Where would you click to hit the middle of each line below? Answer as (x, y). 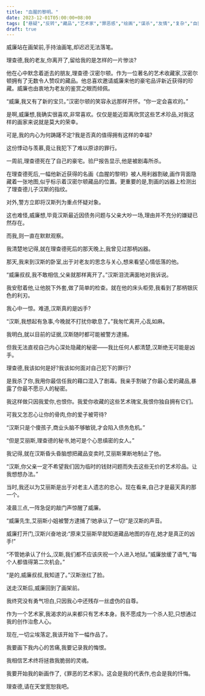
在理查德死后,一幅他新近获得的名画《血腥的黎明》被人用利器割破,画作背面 (99, 174)
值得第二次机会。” (44, 562)
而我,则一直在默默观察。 (37, 236)
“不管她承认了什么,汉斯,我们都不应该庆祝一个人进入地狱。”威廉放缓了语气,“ (99, 554)
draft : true (21, 29)
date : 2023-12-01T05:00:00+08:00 (49, 18)
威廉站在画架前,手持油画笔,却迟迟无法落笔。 (62, 47)
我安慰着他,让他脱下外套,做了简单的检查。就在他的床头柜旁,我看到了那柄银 (100, 288)
